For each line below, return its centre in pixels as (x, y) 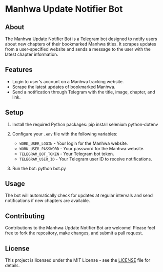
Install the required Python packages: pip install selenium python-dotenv (85, 124)
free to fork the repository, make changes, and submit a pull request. (74, 233)
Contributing (25, 216)
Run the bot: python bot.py (39, 168)
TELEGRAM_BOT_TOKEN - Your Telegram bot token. (67, 154)
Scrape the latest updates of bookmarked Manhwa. (64, 87)
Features (19, 70)
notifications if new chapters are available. (48, 201)
